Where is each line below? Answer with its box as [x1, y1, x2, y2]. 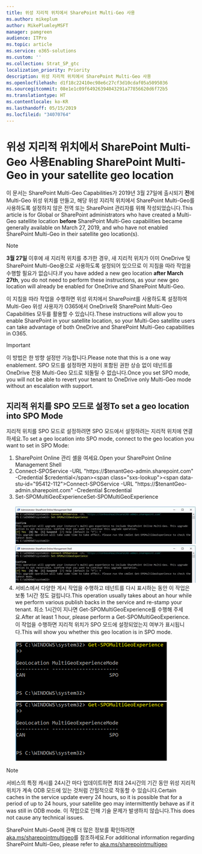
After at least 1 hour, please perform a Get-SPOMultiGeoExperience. [21, 613, 190, 621]
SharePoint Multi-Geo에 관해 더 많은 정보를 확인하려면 [6, 826, 135, 833]
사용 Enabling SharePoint [29, 155, 153, 169]
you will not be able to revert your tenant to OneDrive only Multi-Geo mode [6, 376, 191, 383]
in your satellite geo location [29, 168, 174, 182]
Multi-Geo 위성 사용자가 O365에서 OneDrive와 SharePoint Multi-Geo [6, 302, 173, 310]
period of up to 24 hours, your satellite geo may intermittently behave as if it [6, 800, 194, 808]
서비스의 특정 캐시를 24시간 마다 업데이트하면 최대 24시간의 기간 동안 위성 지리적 [6, 779, 196, 786]
